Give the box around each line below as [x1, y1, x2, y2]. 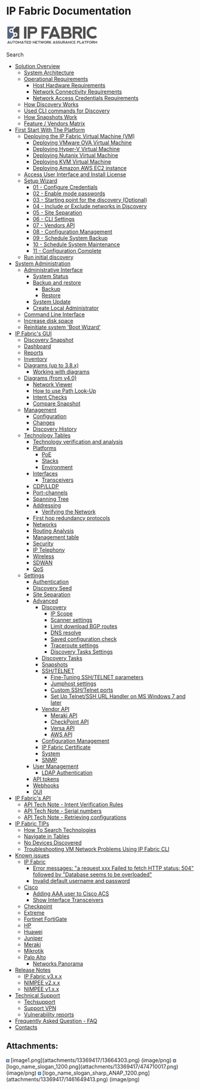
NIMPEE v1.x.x [23, 985, 60, 993]
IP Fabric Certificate [41, 743, 91, 751]
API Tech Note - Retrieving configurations [23, 813, 127, 821]
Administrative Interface [23, 266, 84, 273]
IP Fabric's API [14, 794, 51, 801]
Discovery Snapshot [23, 336, 73, 343]
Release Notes [14, 966, 51, 973]
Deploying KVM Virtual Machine [32, 158, 112, 165]
